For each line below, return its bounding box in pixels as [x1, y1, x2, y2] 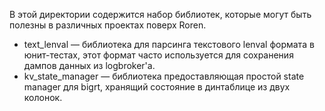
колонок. [23, 92, 63, 103]
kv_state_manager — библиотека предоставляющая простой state [23, 70, 305, 82]
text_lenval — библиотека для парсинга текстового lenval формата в [23, 39, 315, 50]
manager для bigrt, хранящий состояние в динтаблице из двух [23, 81, 291, 93]
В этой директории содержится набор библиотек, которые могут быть [9, 9, 312, 20]
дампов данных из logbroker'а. [23, 60, 156, 71]
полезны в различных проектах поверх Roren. [9, 19, 207, 31]
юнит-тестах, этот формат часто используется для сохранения [23, 49, 294, 61]
